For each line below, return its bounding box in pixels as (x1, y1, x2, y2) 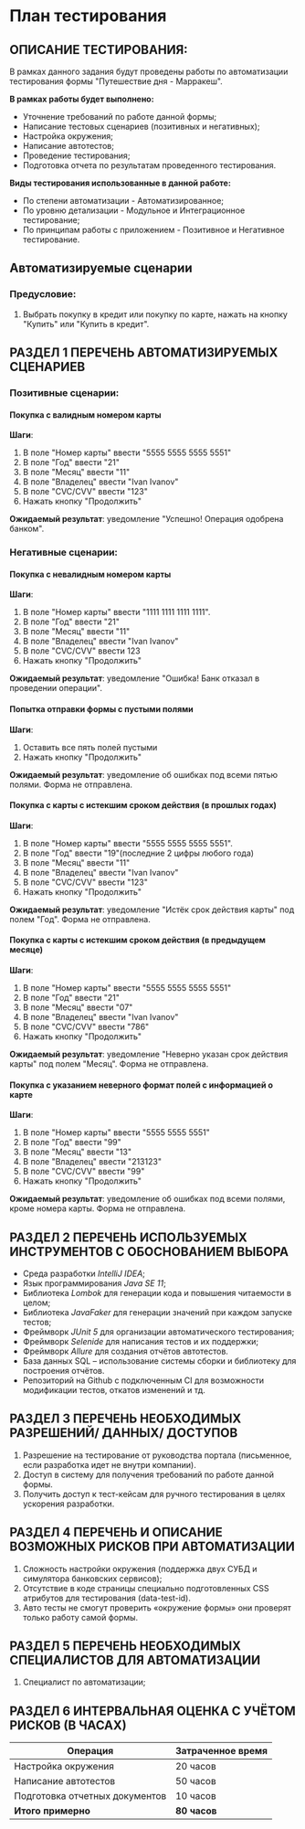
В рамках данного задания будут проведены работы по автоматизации (9, 66, 289, 77)
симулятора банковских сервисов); (22, 1573, 163, 1584)
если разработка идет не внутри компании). (22, 1459, 196, 1470)
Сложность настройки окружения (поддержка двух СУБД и (22, 1563, 258, 1574)
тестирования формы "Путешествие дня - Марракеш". (9, 76, 224, 87)
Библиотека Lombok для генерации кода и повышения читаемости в (22, 1287, 292, 1298)
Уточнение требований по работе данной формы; (22, 112, 217, 122)
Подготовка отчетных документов (14, 1790, 167, 1802)
